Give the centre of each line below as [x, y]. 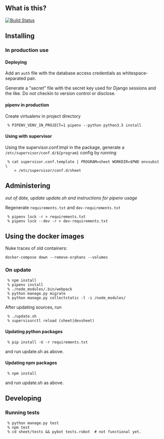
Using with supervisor [29, 136]
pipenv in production [27, 105]
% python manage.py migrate [36, 293]
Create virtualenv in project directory [43, 116]
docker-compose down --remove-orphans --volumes [57, 257]
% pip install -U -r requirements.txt [48, 342]
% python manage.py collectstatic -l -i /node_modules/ [67, 298]
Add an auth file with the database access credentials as [63, 73]
